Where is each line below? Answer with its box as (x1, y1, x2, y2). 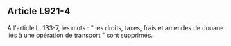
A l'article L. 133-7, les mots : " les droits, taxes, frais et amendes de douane (7, 23, 224, 32)
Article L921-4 (7, 5, 71, 17)
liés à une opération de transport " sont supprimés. (7, 31, 153, 39)
